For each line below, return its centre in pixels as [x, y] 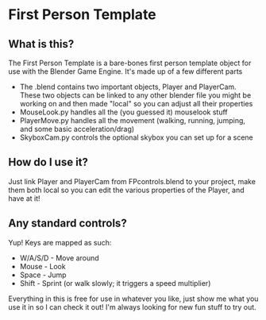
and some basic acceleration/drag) [77, 129]
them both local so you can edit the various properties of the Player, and [126, 190]
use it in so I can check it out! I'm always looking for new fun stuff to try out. [132, 307]
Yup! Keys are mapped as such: [60, 242]
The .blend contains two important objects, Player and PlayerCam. [128, 87]
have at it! [25, 198]
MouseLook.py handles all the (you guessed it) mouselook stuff [123, 112]
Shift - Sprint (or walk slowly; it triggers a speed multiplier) [115, 283]
